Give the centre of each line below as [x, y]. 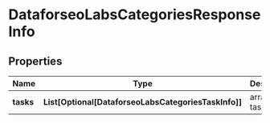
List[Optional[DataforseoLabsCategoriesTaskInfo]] [143, 102]
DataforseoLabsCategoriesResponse [135, 15]
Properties [35, 61]
